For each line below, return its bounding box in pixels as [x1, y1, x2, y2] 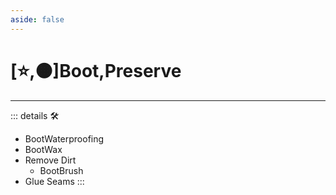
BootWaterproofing [24, 132, 105, 145]
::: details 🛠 [10, 109, 60, 121]
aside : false [10, 14, 65, 25]
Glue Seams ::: [24, 175, 85, 187]
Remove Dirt [24, 154, 77, 166]
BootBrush [39, 164, 84, 176]
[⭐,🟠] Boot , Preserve [10, 59, 182, 82]
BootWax [24, 143, 63, 155]
